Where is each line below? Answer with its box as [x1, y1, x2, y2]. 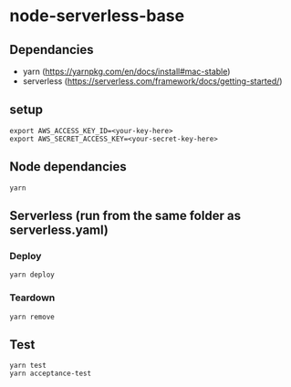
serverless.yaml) [9, 223, 109, 238]
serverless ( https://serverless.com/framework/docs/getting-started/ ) [22, 76, 283, 87]
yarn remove [9, 312, 55, 321]
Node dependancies [9, 159, 127, 174]
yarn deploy [9, 270, 55, 279]
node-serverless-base [9, 5, 185, 26]
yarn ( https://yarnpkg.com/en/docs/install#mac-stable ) [22, 66, 231, 77]
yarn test [9, 361, 47, 371]
